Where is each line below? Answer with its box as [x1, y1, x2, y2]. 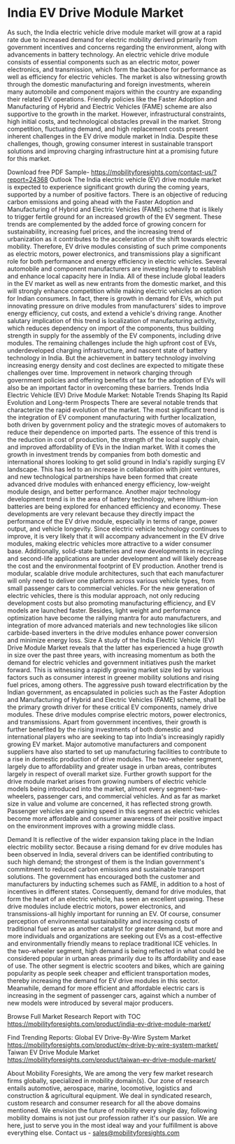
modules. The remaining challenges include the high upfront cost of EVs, [7, 338, 217, 347]
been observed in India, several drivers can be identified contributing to [7, 850, 214, 858]
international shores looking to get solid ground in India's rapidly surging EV [7, 457, 226, 466]
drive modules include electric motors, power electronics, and [7, 902, 186, 910]
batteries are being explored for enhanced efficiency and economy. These [7, 502, 222, 510]
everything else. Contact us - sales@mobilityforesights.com [7, 1128, 180, 1137]
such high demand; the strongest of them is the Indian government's [7, 857, 205, 866]
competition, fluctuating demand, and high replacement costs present [7, 124, 208, 133]
